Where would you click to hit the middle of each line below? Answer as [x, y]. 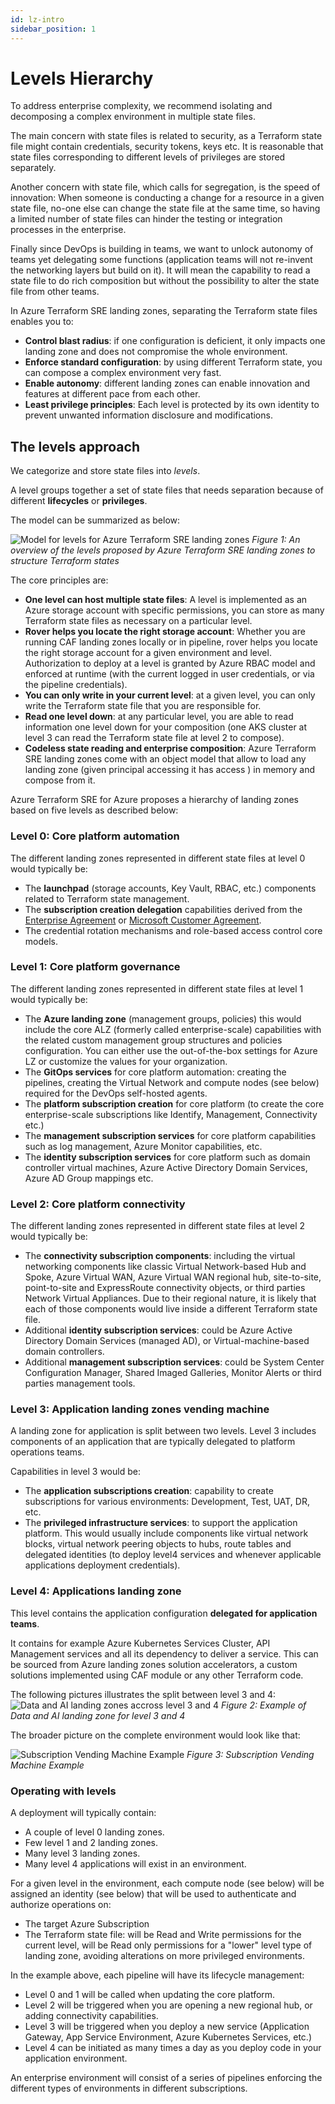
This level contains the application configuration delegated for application [164, 1613]
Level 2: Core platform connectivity [98, 1204]
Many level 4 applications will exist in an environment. [135, 1864]
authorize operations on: [61, 1905]
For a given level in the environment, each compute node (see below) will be [167, 1883]
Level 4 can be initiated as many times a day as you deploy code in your [173, 2048]
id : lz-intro [37, 19]
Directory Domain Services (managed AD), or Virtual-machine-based [167, 1341]
